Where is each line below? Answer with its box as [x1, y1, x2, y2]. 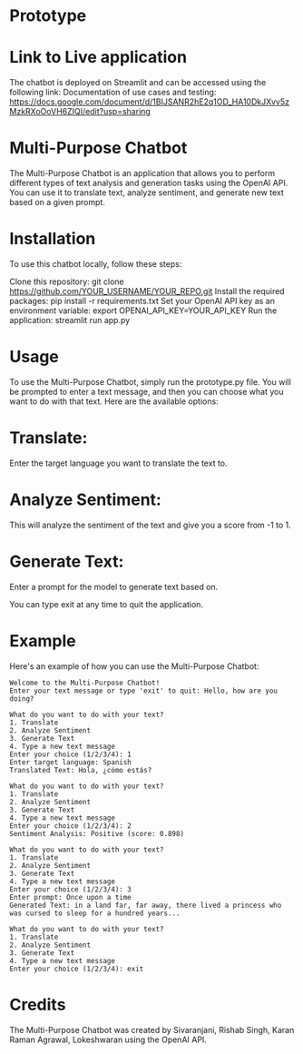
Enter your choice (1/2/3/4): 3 [9, 884, 132, 894]
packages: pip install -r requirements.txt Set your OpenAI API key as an [9, 296, 275, 306]
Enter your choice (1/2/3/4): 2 [9, 821, 132, 831]
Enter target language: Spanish [9, 757, 132, 767]
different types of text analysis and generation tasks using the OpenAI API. [9, 178, 288, 189]
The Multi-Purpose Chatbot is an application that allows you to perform [9, 168, 276, 179]
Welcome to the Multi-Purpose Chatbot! [9, 678, 161, 687]
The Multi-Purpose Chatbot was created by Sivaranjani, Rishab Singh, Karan [9, 1024, 295, 1035]
